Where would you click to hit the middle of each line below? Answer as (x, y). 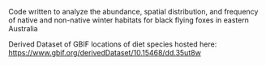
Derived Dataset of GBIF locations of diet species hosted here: (113, 44)
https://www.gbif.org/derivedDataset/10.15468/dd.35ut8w (105, 53)
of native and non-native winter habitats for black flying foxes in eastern (129, 20)
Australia (23, 28)
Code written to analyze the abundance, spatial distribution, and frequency (133, 12)
